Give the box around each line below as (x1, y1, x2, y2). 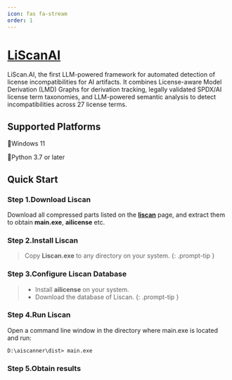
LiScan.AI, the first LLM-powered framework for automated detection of (7, 70, 216, 79)
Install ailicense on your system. (34, 285, 129, 293)
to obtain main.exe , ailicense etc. (7, 217, 105, 226)
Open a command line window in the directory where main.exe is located (7, 326, 219, 334)
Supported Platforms (7, 120, 101, 132)
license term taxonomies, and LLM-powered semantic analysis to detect (7, 93, 217, 101)
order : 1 (7, 17, 33, 24)
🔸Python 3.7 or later (7, 153, 65, 162)
